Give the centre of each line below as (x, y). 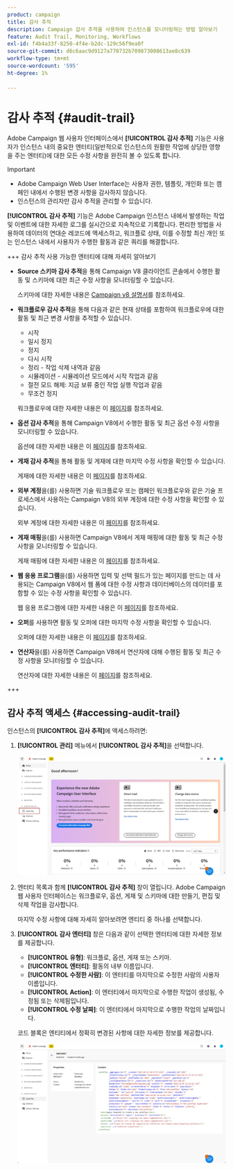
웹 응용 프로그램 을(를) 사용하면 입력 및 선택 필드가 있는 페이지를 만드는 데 (115, 576)
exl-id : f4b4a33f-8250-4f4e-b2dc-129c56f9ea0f (76, 44)
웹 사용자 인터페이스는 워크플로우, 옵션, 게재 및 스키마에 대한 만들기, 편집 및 (119, 896)
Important (21, 169)
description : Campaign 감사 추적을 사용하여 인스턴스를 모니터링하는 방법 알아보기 (112, 29)
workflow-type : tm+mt (38, 59)
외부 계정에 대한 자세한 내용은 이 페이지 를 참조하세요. (88, 523)
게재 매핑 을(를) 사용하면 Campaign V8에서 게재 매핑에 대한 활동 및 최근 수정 (120, 537)
